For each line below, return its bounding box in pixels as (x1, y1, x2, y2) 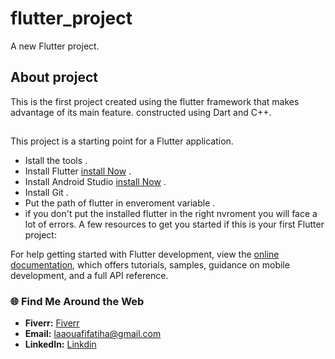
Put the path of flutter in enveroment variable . (24, 197, 216, 209)
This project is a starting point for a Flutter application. (10, 135, 234, 147)
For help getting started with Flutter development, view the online (10, 248, 280, 261)
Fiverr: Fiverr (24, 317, 80, 329)
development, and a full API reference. (10, 270, 169, 282)
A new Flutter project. (10, 40, 100, 52)
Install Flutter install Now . (24, 165, 132, 177)
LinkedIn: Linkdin (24, 338, 97, 351)
